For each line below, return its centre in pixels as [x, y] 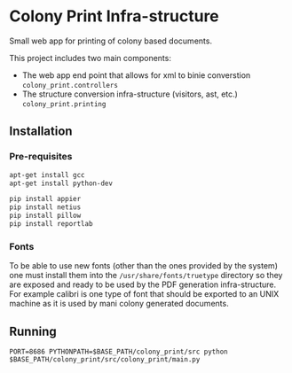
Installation [41, 132]
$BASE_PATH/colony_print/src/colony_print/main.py [105, 359]
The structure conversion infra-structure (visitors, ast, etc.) [130, 94]
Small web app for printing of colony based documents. [111, 41]
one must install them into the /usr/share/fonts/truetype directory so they [146, 276]
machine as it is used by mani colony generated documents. [119, 304]
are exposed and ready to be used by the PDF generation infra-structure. [143, 284]
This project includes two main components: [90, 58]
